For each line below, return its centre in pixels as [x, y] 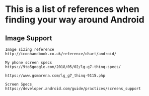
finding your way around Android [75, 20]
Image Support [29, 38]
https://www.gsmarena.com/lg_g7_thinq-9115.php [55, 76]
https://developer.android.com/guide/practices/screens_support [73, 89]
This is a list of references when [72, 9]
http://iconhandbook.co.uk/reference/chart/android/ [61, 54]
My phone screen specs [29, 63]
